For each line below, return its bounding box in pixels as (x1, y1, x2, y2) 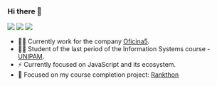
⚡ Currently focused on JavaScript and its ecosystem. (17, 60, 176, 69)
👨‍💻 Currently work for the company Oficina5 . (17, 37, 150, 45)
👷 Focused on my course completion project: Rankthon (17, 70, 179, 79)
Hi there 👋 (7, 6, 43, 16)
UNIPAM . (17, 53, 45, 61)
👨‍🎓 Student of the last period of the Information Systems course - (17, 45, 211, 53)
